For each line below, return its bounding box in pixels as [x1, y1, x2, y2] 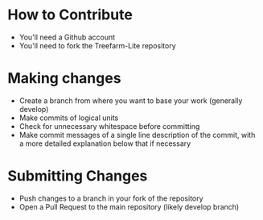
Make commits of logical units [18, 113, 119, 122]
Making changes [7, 69, 121, 88]
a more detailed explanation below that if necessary [18, 139, 191, 148]
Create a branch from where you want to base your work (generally [18, 95, 243, 106]
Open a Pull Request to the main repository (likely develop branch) [18, 201, 240, 211]
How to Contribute [7, 6, 134, 24]
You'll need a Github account [18, 32, 116, 42]
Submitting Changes [7, 167, 148, 185]
